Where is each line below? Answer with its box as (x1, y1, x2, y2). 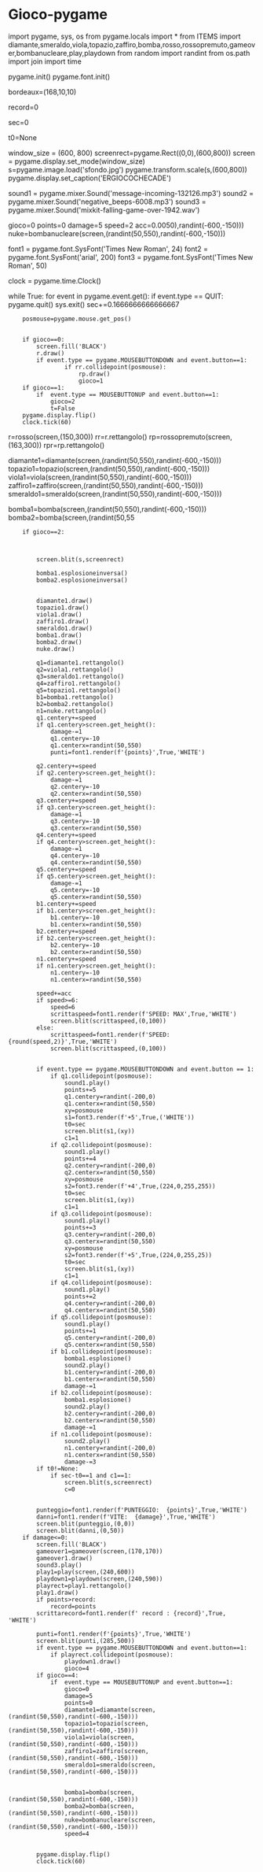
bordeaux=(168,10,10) (8, 87, 77, 96)
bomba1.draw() (36, 631, 82, 639)
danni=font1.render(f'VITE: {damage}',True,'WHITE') (36, 1513, 216, 1521)
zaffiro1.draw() (36, 617, 89, 625)
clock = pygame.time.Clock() (8, 276, 102, 285)
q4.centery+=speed (36, 831, 97, 839)
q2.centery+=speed (36, 762, 97, 770)
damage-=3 (64, 1458, 97, 1466)
